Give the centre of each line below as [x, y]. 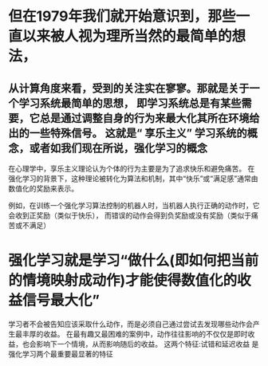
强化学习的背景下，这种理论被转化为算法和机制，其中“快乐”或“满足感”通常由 [133, 179]
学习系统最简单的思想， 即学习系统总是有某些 [130, 103]
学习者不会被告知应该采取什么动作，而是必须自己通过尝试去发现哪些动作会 [130, 324]
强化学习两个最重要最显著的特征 [61, 354]
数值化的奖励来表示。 [43, 189]
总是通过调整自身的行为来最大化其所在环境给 [150, 118]
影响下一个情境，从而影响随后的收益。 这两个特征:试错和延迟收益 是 [147, 344]
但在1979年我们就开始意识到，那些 [122, 16]
